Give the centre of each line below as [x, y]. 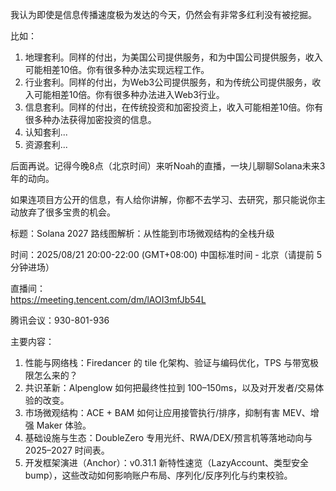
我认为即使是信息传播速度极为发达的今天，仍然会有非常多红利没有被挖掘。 [163, 14]
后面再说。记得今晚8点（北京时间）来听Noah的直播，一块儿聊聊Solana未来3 [168, 166]
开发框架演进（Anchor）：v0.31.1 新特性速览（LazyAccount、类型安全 [167, 462]
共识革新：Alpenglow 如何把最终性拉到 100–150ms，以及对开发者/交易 [170, 387]
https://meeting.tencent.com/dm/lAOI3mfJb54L [108, 299]
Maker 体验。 [64, 425]
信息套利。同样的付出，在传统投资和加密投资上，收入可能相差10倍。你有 [174, 107]
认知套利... [46, 132]
